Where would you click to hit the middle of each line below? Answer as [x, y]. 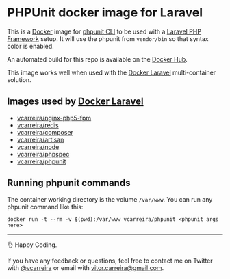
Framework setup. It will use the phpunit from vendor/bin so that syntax [108, 38]
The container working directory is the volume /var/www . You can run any [110, 199]
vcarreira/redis [38, 125]
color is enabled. [31, 46]
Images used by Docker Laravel [75, 102]
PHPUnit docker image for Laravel [105, 13]
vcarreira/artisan [40, 139]
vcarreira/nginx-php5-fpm [54, 118]
